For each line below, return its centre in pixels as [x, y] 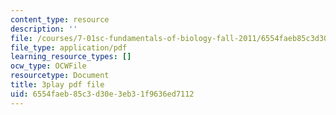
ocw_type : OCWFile [48, 66]
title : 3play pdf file [57, 85]
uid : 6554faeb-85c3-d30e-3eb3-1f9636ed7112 [102, 94]
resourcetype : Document [60, 76]
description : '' [44, 29]
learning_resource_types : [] [71, 57]
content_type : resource [60, 19]
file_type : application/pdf [69, 47]
